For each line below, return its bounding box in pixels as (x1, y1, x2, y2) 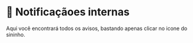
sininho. (6, 31, 25, 38)
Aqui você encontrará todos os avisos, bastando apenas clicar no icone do (6, 25, 188, 32)
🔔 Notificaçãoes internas (6, 5, 130, 19)
